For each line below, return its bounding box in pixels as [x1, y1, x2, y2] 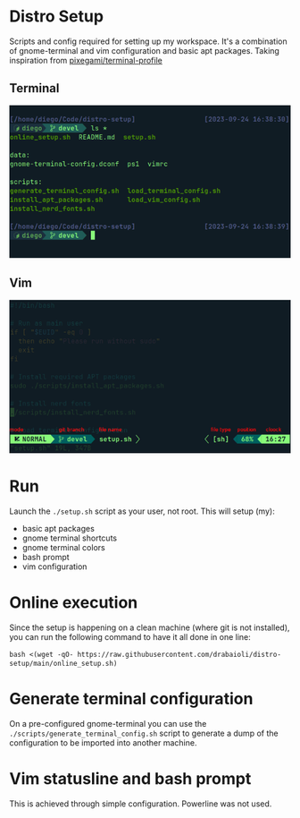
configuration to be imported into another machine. [9, 737, 197, 748]
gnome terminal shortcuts [21, 533, 118, 543]
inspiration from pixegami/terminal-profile [9, 55, 162, 65]
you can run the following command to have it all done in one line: [9, 631, 252, 642]
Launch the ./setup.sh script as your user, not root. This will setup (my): [9, 506, 275, 516]
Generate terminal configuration [9, 689, 254, 709]
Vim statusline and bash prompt [9, 769, 252, 789]
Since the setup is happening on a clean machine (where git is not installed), [9, 622, 290, 633]
